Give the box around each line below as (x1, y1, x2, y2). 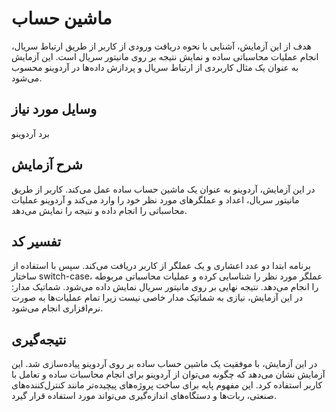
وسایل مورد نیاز (11, 101, 98, 118)
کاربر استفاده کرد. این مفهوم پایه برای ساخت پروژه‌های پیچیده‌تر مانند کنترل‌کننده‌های (11, 379, 323, 391)
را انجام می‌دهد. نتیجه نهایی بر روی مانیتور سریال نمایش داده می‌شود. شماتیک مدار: (11, 281, 319, 293)
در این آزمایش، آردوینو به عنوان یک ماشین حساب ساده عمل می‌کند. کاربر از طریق (11, 183, 316, 195)
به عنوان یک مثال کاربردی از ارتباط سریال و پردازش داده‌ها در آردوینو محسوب (11, 61, 299, 73)
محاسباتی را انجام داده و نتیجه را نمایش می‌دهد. (11, 204, 188, 216)
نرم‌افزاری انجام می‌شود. (11, 302, 104, 314)
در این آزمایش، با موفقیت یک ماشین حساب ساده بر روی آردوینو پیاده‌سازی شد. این (11, 358, 318, 370)
